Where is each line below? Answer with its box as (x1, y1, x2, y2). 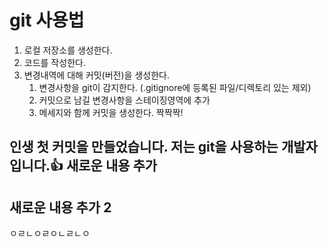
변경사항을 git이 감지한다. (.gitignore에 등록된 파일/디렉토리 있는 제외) (38, 81, 312, 93)
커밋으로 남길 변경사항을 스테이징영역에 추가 (38, 94, 211, 106)
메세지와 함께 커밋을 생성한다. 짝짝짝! (38, 106, 184, 118)
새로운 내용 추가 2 (9, 199, 112, 216)
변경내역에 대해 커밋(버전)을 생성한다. (23, 69, 170, 81)
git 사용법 (9, 9, 85, 32)
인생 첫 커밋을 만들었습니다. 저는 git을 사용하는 (9, 139, 279, 156)
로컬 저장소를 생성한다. (23, 44, 113, 56)
